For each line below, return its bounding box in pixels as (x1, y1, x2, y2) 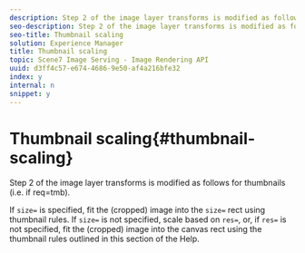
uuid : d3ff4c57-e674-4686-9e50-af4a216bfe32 (9, 64, 181, 73)
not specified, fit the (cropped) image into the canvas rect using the (9, 224, 262, 235)
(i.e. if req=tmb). (9, 187, 71, 198)
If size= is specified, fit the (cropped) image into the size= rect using (9, 205, 266, 216)
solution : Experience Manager (9, 38, 124, 48)
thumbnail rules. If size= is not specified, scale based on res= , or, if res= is (9, 214, 287, 225)
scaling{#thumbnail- (95, 128, 256, 149)
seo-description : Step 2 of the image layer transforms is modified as (9, 22, 286, 31)
